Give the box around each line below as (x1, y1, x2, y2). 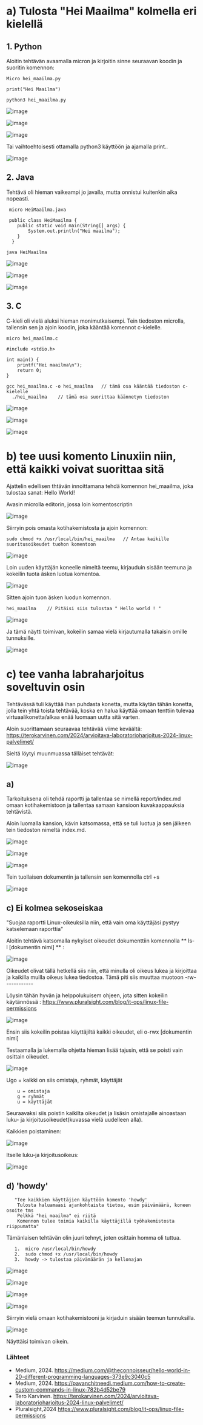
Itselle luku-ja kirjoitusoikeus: (6, 1152, 79, 1159)
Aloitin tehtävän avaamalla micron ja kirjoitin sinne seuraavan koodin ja (6, 58, 182, 64)
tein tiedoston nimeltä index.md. (6, 826, 87, 834)
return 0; (17, 367, 42, 373)
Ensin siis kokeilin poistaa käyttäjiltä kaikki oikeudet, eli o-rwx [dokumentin (6, 1028, 192, 1035)
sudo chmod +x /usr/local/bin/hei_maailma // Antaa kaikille (6, 536, 170, 542)
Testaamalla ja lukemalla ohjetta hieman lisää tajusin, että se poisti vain (6, 1046, 183, 1054)
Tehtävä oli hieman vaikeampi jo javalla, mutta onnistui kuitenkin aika (6, 188, 178, 196)
